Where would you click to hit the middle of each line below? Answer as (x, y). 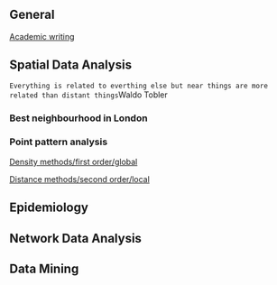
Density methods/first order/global (74, 161)
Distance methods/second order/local (80, 179)
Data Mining (44, 269)
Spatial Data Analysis (71, 65)
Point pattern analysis (59, 142)
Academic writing (42, 36)
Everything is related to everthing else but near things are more (139, 86)
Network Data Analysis (76, 238)
